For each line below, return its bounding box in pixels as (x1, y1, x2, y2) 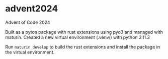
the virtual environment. (5, 49, 55, 55)
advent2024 (5, 3, 58, 14)
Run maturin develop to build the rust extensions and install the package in (5, 44, 160, 50)
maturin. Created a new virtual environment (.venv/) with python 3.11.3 (5, 34, 150, 40)
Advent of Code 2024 (5, 19, 50, 25)
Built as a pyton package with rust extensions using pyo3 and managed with (5, 29, 163, 35)
